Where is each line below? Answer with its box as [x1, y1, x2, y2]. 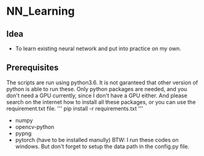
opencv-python [15, 123, 55, 130]
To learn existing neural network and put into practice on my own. [15, 45, 182, 52]
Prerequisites [6, 62, 59, 73]
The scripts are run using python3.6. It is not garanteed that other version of [6, 78, 198, 86]
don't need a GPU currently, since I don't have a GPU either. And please [6, 92, 188, 99]
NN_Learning [6, 4, 75, 18]
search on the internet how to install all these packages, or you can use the [6, 98, 196, 105]
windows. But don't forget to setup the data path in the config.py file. [15, 143, 190, 150]
